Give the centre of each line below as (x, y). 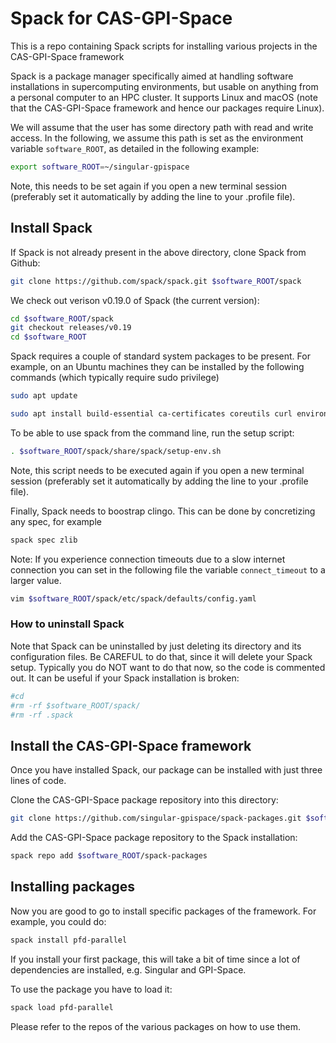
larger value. (36, 580)
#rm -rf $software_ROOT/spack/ (75, 705)
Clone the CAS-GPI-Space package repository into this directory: (144, 800)
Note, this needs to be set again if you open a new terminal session (149, 186)
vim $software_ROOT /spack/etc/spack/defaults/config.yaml (133, 598)
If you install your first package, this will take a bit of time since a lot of (155, 959)
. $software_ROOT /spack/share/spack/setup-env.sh (116, 451)
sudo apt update (44, 396)
